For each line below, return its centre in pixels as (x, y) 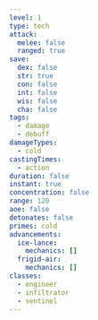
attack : (24, 34)
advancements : (36, 234)
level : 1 (25, 17)
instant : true (36, 185)
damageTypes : (33, 143)
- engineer (37, 284)
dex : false (37, 68)
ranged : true (41, 51)
